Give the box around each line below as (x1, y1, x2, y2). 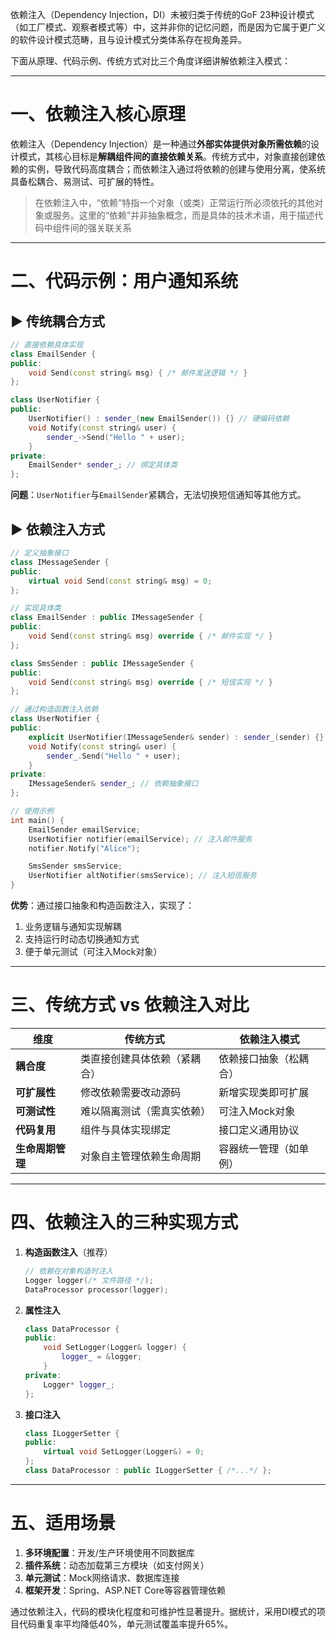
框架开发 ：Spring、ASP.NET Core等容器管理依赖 (24, 1584, 226, 1596)
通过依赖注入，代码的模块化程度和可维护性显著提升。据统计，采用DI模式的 (10, 1605, 317, 1617)
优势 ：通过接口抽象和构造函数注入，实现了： (10, 899, 195, 911)
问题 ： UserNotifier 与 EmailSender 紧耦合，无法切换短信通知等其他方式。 (10, 489, 307, 501)
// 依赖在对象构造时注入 (24, 1266, 114, 1276)
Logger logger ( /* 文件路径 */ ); (24, 1275, 154, 1285)
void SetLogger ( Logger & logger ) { (43, 1343, 187, 1353)
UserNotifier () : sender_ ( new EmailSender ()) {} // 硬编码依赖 (28, 414, 290, 424)
